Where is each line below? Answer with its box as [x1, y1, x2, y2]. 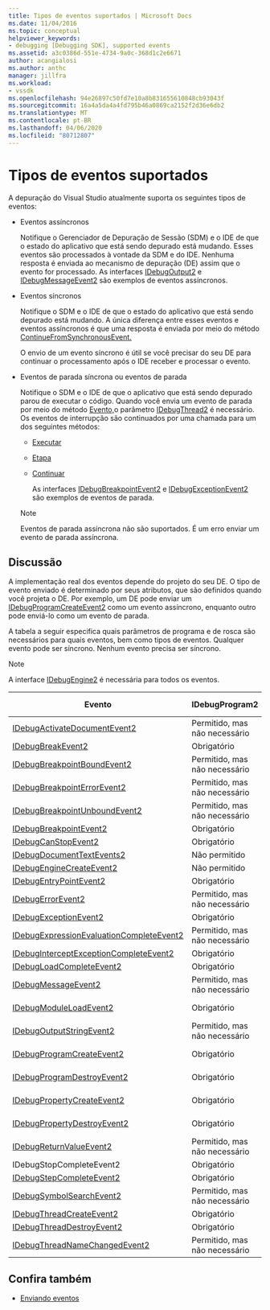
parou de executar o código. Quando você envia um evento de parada [19, 396, 253, 406]
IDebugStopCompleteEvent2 [12, 1160, 121, 1171]
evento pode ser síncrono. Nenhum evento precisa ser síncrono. [8, 644, 221, 653]
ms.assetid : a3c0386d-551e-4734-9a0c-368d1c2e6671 [8, 49, 182, 57]
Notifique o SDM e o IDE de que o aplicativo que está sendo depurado [19, 387, 253, 397]
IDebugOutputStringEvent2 [12, 1025, 115, 1036]
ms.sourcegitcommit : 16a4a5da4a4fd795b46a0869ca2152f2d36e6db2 [8, 101, 225, 109]
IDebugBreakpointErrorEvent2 [12, 782, 126, 793]
